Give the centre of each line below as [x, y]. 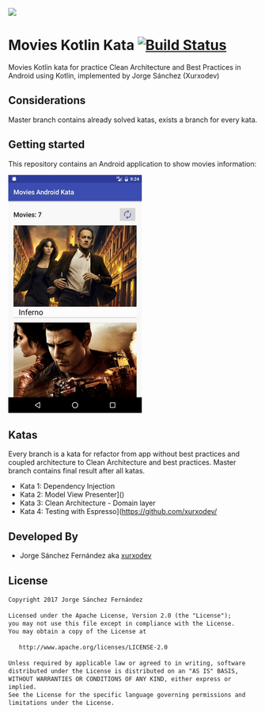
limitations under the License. [61, 703]
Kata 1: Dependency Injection [67, 486]
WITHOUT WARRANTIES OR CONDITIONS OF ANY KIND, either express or [120, 679]
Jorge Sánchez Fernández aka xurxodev [85, 556]
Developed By [44, 537]
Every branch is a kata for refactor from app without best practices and [124, 454]
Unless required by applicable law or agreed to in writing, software [127, 663]
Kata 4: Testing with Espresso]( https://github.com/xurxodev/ [118, 512]
